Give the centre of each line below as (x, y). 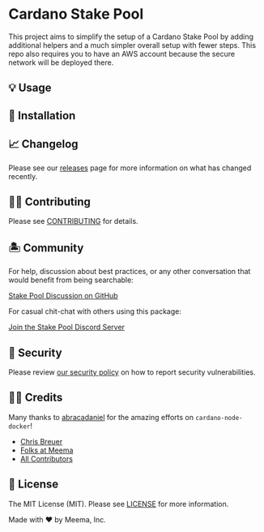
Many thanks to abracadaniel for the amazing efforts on (101, 417)
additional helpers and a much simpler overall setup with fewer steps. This (132, 45)
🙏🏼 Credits (36, 398)
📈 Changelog (43, 144)
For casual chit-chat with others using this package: (95, 311)
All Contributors (46, 458)
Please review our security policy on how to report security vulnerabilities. (132, 372)
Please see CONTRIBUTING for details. (74, 221)
